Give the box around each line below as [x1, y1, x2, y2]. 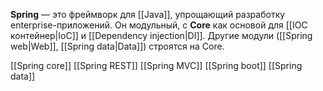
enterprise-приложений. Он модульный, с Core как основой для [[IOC [10, 19, 308, 31]
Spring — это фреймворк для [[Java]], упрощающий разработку [10, 9, 286, 20]
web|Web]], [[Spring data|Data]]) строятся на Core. [10, 40, 225, 52]
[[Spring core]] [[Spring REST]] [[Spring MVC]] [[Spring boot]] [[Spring [10, 60, 303, 71]
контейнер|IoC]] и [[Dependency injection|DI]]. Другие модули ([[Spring [10, 30, 313, 41]
